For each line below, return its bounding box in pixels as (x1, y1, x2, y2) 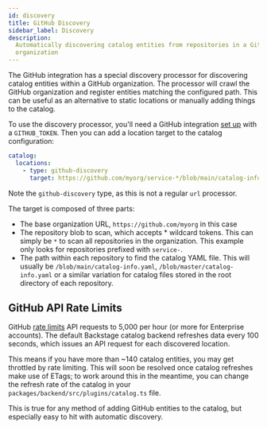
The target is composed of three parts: (8, 203, 135, 213)
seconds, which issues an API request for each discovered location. (8, 339, 230, 349)
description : (8, 33, 52, 42)
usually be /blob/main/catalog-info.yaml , (19, 261, 157, 271)
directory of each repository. (19, 278, 114, 288)
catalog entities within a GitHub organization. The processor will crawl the (8, 79, 250, 88)
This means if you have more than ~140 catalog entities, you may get (8, 354, 234, 364)
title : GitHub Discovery (8, 19, 91, 27)
